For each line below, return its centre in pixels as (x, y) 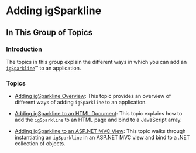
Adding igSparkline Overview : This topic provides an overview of (93, 96)
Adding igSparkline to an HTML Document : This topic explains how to (98, 114)
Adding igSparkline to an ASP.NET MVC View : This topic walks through (100, 131)
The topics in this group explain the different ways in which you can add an (97, 62)
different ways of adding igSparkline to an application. (81, 102)
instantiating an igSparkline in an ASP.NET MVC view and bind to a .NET (102, 137)
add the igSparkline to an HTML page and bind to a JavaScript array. (98, 120)
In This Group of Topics (49, 33)
